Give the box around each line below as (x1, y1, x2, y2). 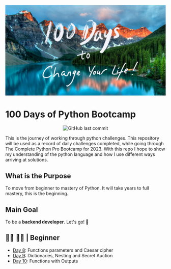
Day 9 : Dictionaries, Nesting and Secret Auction (12, 252, 113, 258)
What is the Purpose (5, 171, 71, 180)
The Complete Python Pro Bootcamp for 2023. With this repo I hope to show (5, 146, 165, 152)
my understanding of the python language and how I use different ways (5, 151, 155, 157)
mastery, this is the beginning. (5, 191, 69, 197)
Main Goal (5, 205, 38, 214)
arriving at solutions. (5, 157, 48, 163)
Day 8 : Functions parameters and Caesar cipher (12, 247, 113, 253)
